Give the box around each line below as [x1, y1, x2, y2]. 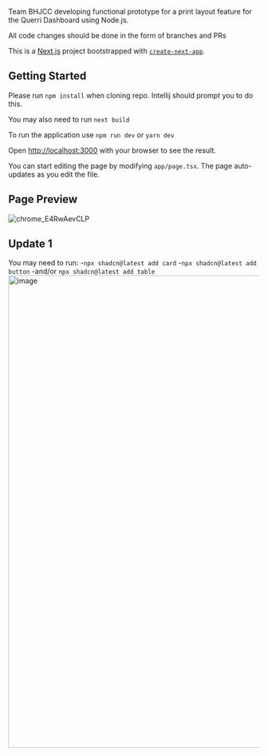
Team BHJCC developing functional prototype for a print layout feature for [8, 7, 253, 16]
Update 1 [8, 237, 53, 251]
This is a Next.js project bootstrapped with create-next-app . [8, 46, 206, 55]
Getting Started [8, 70, 87, 83]
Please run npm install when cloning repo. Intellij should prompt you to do [8, 90, 254, 100]
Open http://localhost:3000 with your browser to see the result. [8, 145, 217, 155]
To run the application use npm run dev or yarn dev [8, 129, 175, 139]
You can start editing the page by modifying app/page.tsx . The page [8, 161, 233, 170]
